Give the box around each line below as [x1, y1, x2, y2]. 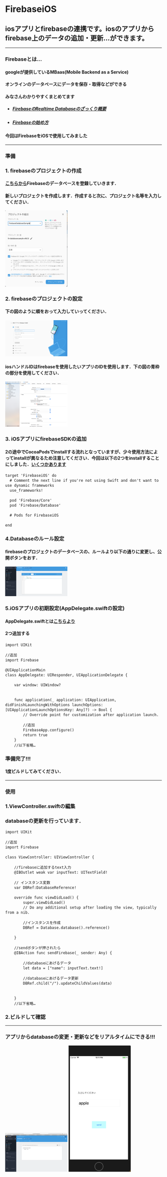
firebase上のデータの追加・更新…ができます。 [5, 34, 149, 42]
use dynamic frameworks [5, 483, 55, 488]
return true [23, 732, 48, 737]
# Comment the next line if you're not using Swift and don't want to [9, 478, 159, 483]
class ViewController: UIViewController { [5, 855, 94, 860]
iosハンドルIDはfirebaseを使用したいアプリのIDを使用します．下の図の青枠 [5, 363, 160, 369]
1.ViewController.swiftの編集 [5, 803, 76, 810]
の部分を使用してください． [5, 369, 62, 376]
